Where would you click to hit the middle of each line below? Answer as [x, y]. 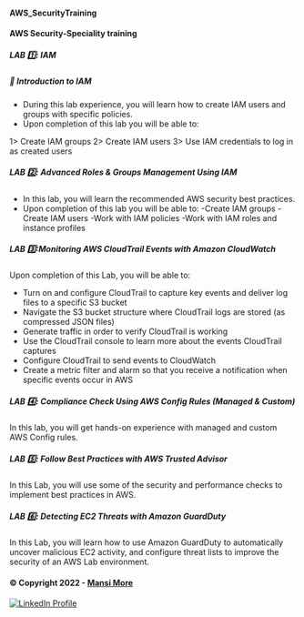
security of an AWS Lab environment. [80, 562]
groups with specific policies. [78, 114]
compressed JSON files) [69, 322]
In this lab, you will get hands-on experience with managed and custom [143, 428]
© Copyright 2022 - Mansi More [71, 582]
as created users [41, 151]
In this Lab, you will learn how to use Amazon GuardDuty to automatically [147, 542]
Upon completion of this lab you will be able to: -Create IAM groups [149, 208]
